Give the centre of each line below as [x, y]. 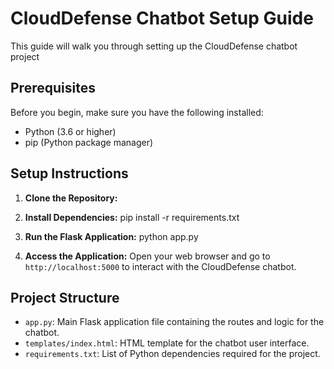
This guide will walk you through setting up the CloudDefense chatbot [154, 46]
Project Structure [65, 297]
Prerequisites [53, 88]
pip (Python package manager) [89, 142]
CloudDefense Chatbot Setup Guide [162, 18]
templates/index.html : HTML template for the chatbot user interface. [167, 343]
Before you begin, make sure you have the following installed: [137, 112]
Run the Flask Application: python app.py [111, 236]
